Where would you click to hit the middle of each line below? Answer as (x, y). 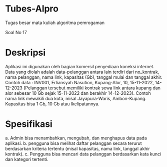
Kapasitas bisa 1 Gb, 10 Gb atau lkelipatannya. (52, 104)
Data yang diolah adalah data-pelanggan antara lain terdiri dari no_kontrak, (82, 72)
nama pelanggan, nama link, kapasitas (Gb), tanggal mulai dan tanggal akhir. (84, 77)
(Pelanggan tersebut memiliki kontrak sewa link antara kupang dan (92, 88)
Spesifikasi (29, 124)
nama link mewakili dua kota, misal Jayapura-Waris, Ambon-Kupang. (76, 98)
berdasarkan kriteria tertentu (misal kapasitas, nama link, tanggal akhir (77, 148)
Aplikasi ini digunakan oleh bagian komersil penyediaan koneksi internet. (80, 66)
